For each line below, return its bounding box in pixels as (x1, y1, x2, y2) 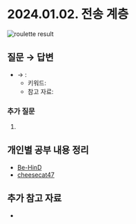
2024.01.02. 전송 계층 (7, 6, 129, 22)
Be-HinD (17, 163, 42, 171)
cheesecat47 (17, 171, 55, 179)
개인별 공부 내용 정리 (7, 144, 89, 156)
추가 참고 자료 (7, 192, 62, 205)
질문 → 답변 (7, 51, 54, 63)
